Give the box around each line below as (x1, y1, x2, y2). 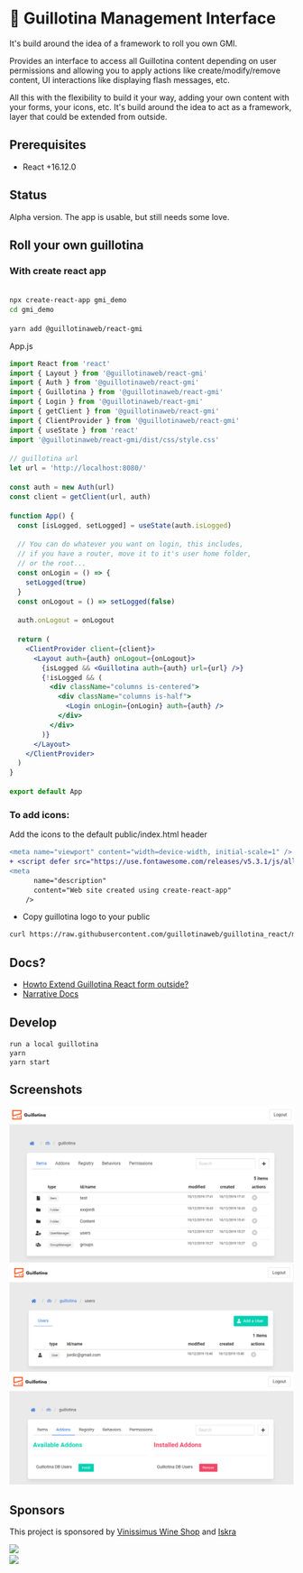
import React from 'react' (9, 359, 111, 368)
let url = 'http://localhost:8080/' (9, 464, 147, 473)
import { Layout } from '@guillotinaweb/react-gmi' (9, 369, 207, 378)
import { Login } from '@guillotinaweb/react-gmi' (9, 397, 204, 407)
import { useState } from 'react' (9, 426, 140, 435)
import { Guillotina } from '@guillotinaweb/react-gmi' (9, 388, 224, 397)
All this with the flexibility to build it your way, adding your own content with (9, 92, 290, 103)
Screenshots (9, 1082, 83, 1098)
